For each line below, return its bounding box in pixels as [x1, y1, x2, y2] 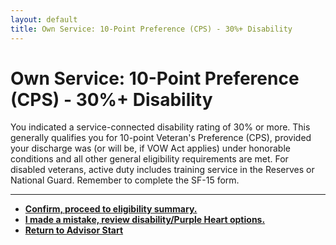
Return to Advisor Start [24, 224, 124, 236]
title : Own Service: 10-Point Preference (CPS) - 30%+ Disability [10, 24, 293, 34]
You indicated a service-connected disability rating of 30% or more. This [10, 121, 311, 133]
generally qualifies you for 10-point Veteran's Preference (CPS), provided [10, 132, 312, 144]
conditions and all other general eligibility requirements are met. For [10, 153, 289, 165]
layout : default [10, 14, 78, 25]
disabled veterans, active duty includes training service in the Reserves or [10, 164, 315, 176]
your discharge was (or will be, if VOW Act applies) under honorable [10, 142, 291, 155]
